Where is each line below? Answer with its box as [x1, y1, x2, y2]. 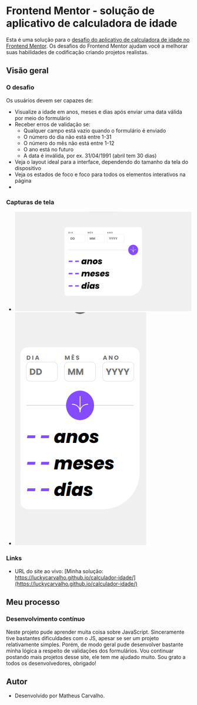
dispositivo [14, 164, 41, 171]
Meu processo [6, 597, 60, 607]
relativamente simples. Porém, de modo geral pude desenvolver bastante [6, 641, 183, 648]
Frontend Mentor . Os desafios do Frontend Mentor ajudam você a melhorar [6, 42, 188, 49]
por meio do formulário [14, 114, 71, 121]
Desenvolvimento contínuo [6, 615, 85, 623]
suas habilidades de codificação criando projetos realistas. [6, 48, 149, 55]
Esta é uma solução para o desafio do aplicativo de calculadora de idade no [6, 36, 190, 43]
